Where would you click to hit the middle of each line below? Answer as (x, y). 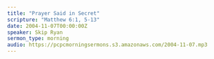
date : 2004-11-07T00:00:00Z (47, 26)
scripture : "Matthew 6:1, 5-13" (53, 20)
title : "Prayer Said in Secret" (53, 13)
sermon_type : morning (38, 39)
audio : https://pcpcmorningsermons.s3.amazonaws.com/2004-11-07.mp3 (107, 45)
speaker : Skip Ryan (35, 32)
